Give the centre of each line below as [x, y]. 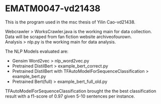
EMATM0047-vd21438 [53, 9]
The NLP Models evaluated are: [37, 51]
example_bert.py [29, 76]
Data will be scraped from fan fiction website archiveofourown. [69, 37]
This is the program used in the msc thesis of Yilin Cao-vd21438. [70, 22]
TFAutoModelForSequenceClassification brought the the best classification [81, 91]
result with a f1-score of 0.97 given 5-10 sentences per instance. [70, 96]
